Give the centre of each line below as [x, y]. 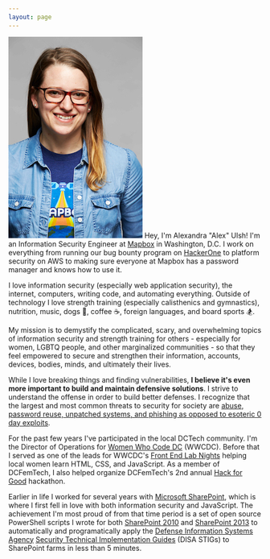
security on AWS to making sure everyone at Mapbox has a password [124, 261]
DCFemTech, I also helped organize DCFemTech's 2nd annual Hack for [125, 472]
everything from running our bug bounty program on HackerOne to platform [134, 252]
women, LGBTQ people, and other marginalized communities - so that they [132, 347]
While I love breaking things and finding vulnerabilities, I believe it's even [129, 379]
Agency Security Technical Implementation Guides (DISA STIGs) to [119, 539]
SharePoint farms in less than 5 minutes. [75, 548]
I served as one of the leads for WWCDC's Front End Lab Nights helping [128, 455]
